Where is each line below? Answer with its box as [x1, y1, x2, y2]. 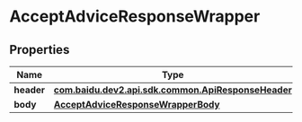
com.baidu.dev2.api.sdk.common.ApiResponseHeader [53, 83, 292, 96]
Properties [9, 42, 70, 57]
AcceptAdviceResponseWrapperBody [53, 99, 220, 110]
